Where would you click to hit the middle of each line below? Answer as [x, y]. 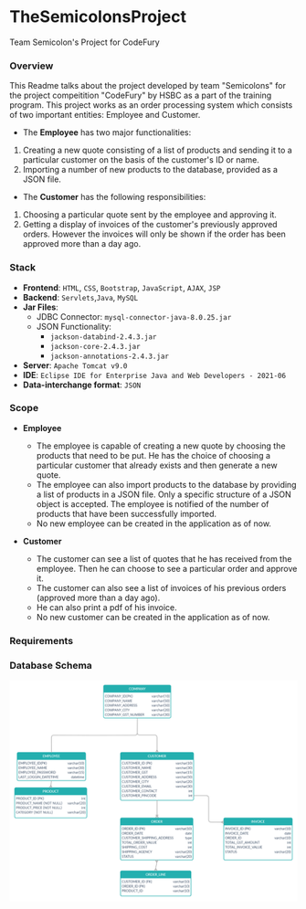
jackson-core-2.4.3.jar [95, 346]
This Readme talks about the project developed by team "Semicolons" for [148, 86]
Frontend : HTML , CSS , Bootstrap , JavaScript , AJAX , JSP [121, 287]
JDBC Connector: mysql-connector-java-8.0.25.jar [134, 316]
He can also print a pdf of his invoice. [107, 607]
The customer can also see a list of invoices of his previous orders [161, 587]
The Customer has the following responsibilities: [114, 197]
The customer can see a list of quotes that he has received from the [164, 558]
